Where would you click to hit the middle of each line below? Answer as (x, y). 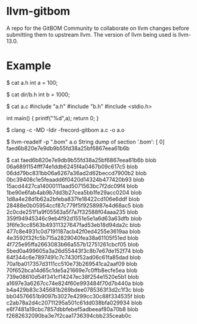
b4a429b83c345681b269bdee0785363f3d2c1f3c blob (75, 290)
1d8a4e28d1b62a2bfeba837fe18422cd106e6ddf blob (73, 199)
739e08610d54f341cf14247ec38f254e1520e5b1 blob (73, 276)
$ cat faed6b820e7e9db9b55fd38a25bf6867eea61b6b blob (81, 160)
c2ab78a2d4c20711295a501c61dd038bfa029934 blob (74, 303)
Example (29, 66)
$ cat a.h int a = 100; (32, 82)
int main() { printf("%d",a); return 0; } (53, 118)
